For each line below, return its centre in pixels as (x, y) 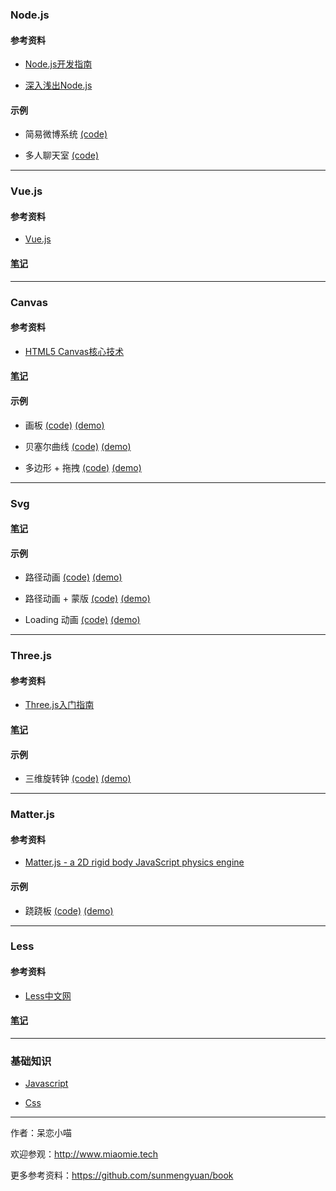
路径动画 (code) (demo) (73, 577)
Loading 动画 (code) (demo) (82, 620)
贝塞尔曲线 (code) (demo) (78, 446)
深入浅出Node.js (58, 85)
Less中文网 (48, 995)
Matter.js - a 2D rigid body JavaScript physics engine (134, 862)
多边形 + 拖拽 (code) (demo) (83, 467)
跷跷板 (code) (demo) (69, 910)
